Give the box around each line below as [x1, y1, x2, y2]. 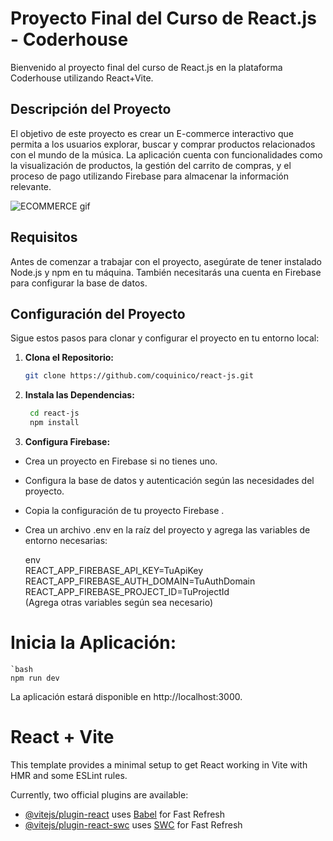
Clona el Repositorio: [24, 352, 114, 364]
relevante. [10, 180, 52, 192]
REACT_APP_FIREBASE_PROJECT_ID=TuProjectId [24, 586, 230, 597]
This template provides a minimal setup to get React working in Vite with [10, 758, 308, 771]
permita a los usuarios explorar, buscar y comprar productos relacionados [10, 138, 316, 150]
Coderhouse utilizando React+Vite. [10, 72, 154, 84]
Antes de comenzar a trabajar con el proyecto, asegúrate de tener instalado [10, 255, 323, 267]
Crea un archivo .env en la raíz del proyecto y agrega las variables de [24, 524, 311, 536]
